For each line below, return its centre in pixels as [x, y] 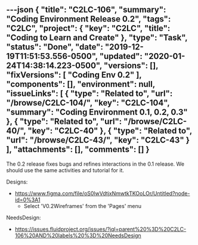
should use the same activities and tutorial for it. [65, 170]
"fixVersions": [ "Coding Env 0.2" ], [74, 75]
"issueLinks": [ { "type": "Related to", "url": [89, 94]
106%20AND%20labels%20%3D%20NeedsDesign [78, 235]
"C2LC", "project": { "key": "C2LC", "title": [88, 28]
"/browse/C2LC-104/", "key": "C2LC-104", [88, 103]
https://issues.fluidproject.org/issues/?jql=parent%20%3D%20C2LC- [100, 229]
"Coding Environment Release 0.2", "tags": [89, 19]
